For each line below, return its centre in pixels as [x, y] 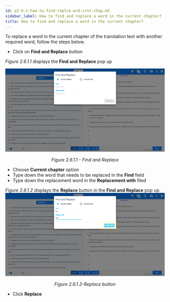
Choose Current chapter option [46, 170]
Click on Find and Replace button [48, 52]
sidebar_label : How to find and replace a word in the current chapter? [83, 16]
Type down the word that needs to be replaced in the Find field [78, 175]
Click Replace [27, 294]
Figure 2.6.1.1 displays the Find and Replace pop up [59, 61]
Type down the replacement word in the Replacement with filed [79, 180]
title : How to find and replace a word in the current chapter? [74, 21]
